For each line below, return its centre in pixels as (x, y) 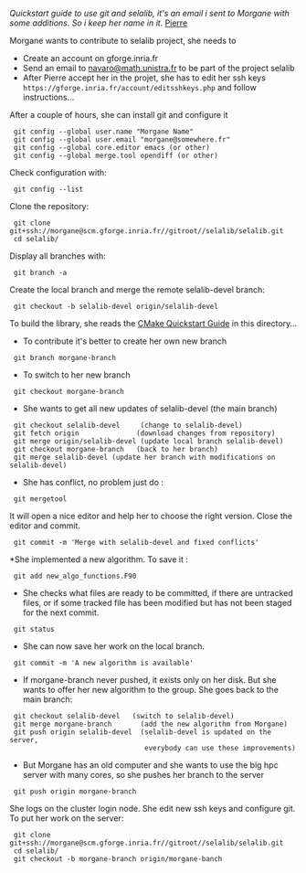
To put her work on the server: (67, 818)
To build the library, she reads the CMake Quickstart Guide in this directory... (153, 323)
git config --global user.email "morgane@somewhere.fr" (122, 140)
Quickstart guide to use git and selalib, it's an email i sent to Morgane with (150, 13)
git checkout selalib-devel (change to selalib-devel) (128, 425)
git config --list (48, 189)
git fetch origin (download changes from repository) (144, 433)
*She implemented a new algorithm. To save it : (99, 559)
